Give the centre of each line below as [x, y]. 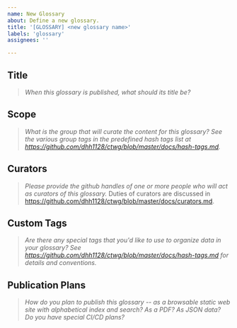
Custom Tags [37, 223]
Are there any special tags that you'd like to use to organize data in [123, 240]
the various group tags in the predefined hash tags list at [108, 139]
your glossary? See [53, 248]
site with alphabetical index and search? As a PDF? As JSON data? [123, 310]
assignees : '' [28, 40]
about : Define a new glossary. [53, 21]
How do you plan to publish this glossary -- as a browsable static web [127, 302]
